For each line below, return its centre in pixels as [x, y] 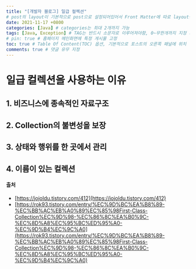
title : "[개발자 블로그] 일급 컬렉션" [46, 11]
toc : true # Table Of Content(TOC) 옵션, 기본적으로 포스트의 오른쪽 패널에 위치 [96, 44]
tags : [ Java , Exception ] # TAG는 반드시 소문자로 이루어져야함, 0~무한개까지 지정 [96, 33]
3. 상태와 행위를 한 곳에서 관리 [57, 147]
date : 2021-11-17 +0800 [35, 22]
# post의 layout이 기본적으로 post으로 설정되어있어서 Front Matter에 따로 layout [98, 17]
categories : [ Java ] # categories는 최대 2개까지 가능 [68, 28]
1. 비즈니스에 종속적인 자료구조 [57, 104]
